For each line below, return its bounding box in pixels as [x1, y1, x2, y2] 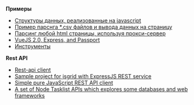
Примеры [5, 5, 32, 12]
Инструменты [14, 42, 51, 50]
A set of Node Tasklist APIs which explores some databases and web [14, 86, 188, 93]
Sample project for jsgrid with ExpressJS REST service [14, 73, 152, 80]
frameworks [14, 92, 45, 99]
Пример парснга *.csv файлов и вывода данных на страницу [14, 24, 173, 30]
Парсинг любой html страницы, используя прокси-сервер [14, 30, 166, 37]
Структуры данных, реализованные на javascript [14, 17, 141, 24]
